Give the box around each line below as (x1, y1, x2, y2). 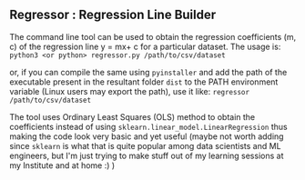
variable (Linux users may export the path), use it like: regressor (9, 85, 250, 96)
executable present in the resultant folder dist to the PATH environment (9, 76, 279, 87)
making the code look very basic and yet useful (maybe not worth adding (9, 131, 284, 142)
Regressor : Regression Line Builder (9, 7, 217, 23)
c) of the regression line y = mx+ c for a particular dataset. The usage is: (9, 41, 281, 52)
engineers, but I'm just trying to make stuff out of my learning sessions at (9, 150, 284, 161)
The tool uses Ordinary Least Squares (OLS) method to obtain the (9, 111, 256, 122)
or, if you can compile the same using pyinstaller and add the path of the (9, 66, 288, 77)
